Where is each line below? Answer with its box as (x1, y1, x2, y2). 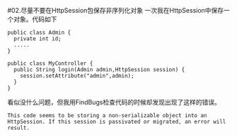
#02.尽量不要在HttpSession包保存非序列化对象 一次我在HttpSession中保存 (7, 6, 224, 14)
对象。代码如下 (13, 15, 57, 23)
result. (7, 124, 30, 131)
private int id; (13, 35, 62, 42)
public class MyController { (7, 60, 93, 67)
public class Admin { (7, 29, 71, 36)
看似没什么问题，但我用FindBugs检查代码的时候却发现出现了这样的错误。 (7, 98, 221, 106)
